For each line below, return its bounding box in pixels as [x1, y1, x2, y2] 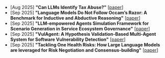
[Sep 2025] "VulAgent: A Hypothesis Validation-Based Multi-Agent [10, 31, 156, 37]
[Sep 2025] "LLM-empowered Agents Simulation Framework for [10, 20, 149, 26]
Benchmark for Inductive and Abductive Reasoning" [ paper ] [10, 15, 140, 21]
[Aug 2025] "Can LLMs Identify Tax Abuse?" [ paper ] [10, 5, 124, 10]
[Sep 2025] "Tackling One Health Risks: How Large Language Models [10, 42, 160, 47]
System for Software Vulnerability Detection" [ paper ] [10, 36, 126, 42]
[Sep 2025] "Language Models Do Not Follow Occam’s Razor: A [10, 10, 147, 16]
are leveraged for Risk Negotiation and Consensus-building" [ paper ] [10, 47, 158, 53]
